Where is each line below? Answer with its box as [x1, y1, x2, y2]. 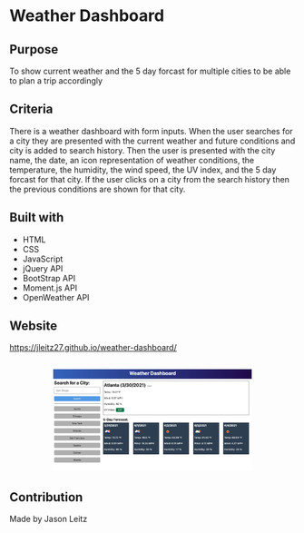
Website [9, 319, 57, 334]
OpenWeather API [22, 291, 90, 302]
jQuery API [22, 262, 64, 273]
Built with [9, 210, 64, 225]
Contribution [9, 489, 83, 505]
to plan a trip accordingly [9, 75, 103, 86]
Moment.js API [22, 282, 78, 293]
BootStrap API [22, 272, 75, 283]
